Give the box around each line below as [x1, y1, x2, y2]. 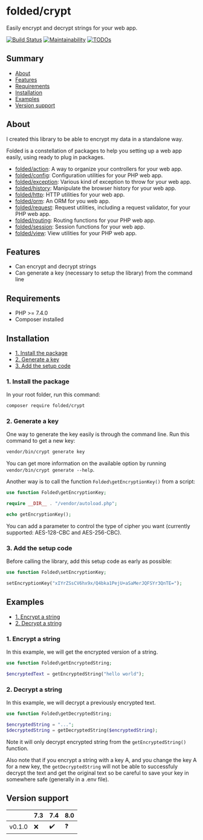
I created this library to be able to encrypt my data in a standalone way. [6, 135, 183, 143]
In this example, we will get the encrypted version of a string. [6, 648, 158, 656]
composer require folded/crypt [6, 403, 85, 409]
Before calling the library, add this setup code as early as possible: [6, 558, 172, 565]
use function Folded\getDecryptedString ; [6, 711, 112, 717]
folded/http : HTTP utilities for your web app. [14, 190, 125, 198]
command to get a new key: [6, 437, 76, 444]
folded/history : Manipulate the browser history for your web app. [14, 184, 176, 192]
